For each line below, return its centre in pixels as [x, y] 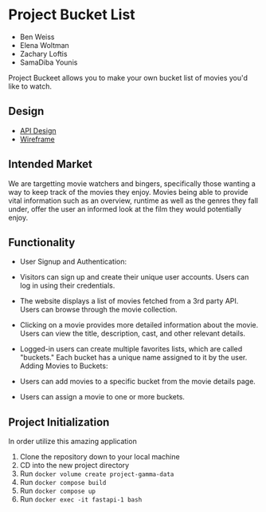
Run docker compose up [57, 491]
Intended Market [51, 164]
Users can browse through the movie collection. [98, 310]
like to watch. [30, 86]
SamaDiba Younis [49, 62]
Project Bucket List [72, 15]
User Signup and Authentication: [73, 262]
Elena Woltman [44, 45]
